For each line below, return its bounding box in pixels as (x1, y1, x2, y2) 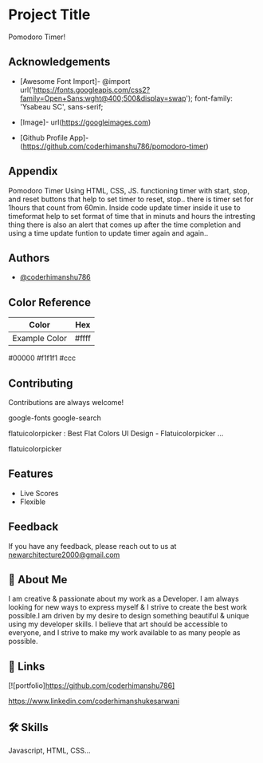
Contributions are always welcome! (8, 398, 124, 407)
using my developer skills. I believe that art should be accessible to (8, 619, 229, 629)
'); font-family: (186, 93, 234, 103)
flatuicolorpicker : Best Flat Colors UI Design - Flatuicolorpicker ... (8, 429, 224, 438)
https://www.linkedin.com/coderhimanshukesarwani (8, 697, 180, 706)
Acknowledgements (8, 55, 111, 69)
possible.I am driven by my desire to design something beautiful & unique (8, 611, 249, 621)
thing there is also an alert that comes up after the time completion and (8, 220, 241, 229)
